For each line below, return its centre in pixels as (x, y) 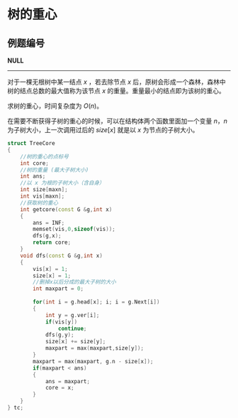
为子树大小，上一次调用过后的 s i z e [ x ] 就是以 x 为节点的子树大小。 (103, 130)
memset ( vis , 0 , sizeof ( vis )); (74, 229)
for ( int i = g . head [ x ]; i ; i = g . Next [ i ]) (96, 302)
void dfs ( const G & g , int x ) (61, 256)
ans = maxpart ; (68, 381)
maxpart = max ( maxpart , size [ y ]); (94, 348)
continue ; (72, 328)
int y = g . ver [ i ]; (72, 315)
